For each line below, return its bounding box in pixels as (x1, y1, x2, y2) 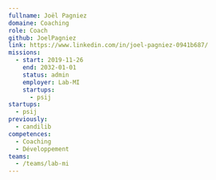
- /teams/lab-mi (15, 160, 69, 168)
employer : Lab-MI (22, 78, 81, 86)
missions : (8, 49, 41, 57)
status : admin (22, 71, 69, 79)
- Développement (15, 145, 69, 153)
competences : (8, 130, 52, 138)
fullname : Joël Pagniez (8, 11, 88, 20)
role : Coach (8, 26, 48, 34)
